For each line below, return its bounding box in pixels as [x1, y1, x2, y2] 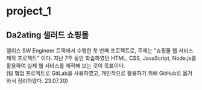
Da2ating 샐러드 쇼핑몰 [6, 30, 89, 40]
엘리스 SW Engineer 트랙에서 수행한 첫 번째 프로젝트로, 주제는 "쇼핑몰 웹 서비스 [6, 47, 194, 54]
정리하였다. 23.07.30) [17, 77, 68, 84]
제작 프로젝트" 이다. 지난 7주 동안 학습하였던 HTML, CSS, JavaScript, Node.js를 [6, 54, 197, 62]
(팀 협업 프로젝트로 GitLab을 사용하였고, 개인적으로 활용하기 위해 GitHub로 [6, 69, 181, 77]
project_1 [6, 4, 51, 18]
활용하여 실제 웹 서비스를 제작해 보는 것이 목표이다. [6, 62, 125, 69]
